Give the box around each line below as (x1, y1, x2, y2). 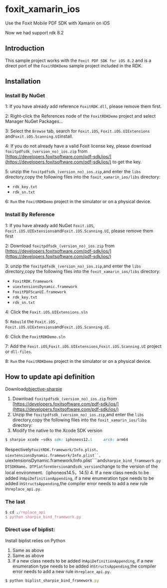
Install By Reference (5, 211, 55, 218)
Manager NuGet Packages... (5, 118, 63, 124)
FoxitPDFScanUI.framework (12, 290, 66, 294)
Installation (5, 77, 41, 86)
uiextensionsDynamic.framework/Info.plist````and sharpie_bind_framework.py (5, 458, 161, 464)
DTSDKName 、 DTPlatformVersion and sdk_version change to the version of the (5, 463, 158, 470)
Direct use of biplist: (5, 526, 55, 533)
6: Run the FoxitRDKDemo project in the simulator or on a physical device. (5, 199, 152, 205)
